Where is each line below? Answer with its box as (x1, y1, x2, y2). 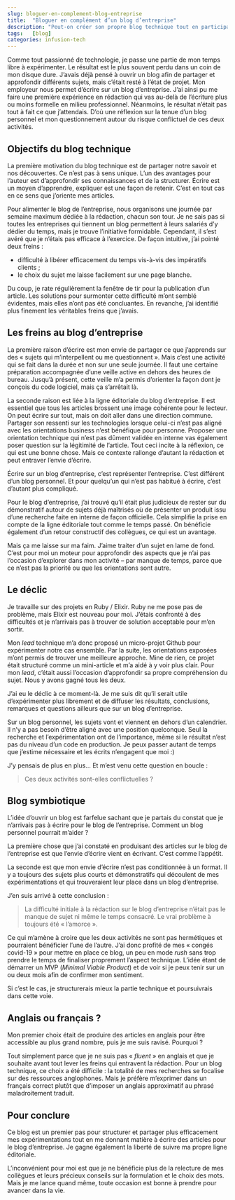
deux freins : (7, 242, 43, 250)
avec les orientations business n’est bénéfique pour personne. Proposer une (7, 425, 227, 435)
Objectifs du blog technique (7, 143, 131, 155)
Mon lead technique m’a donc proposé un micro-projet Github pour (7, 639, 201, 647)
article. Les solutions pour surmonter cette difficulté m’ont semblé (7, 292, 197, 300)
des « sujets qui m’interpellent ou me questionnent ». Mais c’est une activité (7, 353, 226, 361)
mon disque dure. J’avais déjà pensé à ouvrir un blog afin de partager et (7, 71, 215, 79)
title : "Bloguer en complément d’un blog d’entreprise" (7, 17, 177, 24)
